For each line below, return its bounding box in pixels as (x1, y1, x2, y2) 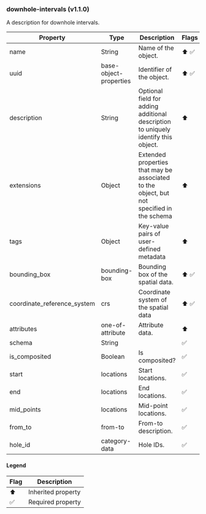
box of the (138, 270, 168, 279)
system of (138, 295, 167, 304)
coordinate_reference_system (9, 300, 95, 308)
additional (138, 110, 167, 119)
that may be (138, 166, 173, 174)
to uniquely (138, 125, 170, 134)
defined (138, 245, 161, 254)
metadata (138, 252, 166, 261)
